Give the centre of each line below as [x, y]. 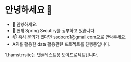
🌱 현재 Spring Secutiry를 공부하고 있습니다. [54, 30]
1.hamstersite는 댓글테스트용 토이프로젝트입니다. [52, 55]
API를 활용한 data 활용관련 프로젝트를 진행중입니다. [61, 44]
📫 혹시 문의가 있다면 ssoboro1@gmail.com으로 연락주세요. [69, 37]
